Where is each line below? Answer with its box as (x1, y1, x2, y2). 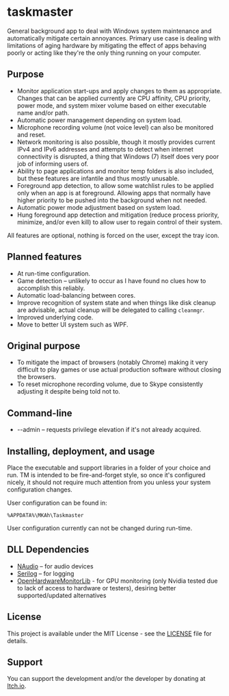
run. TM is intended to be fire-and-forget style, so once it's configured (7, 471, 206, 479)
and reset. (16, 130, 46, 139)
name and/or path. (16, 108, 70, 117)
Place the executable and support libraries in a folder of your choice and (7, 464, 211, 472)
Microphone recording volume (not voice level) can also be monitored (16, 123, 214, 131)
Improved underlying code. (16, 313, 94, 321)
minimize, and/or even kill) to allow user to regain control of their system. (16, 217, 223, 226)
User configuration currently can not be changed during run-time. (7, 524, 193, 532)
